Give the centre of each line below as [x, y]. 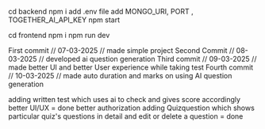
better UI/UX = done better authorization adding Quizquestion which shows [132, 108]
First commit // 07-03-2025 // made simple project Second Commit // [121, 50]
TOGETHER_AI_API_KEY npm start [64, 20]
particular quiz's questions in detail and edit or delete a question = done [126, 116]
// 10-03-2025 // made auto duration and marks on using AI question [120, 76]
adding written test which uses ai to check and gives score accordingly [124, 99]
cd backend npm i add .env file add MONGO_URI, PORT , [101, 11]
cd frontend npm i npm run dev [59, 35]
